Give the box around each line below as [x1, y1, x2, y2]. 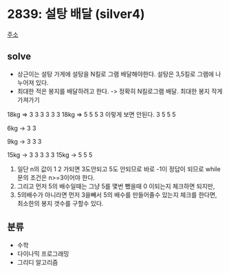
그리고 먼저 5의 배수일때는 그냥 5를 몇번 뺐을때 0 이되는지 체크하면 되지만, [17, 182, 215, 190]
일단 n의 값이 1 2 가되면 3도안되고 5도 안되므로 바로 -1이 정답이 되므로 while [17, 164, 221, 173]
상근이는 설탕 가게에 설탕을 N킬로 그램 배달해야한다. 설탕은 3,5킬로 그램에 [17, 69, 215, 78]
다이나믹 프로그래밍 [17, 249, 69, 258]
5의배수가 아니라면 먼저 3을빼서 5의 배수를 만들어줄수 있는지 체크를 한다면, [17, 190, 217, 199]
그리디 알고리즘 [17, 258, 58, 266]
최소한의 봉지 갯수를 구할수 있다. [17, 199, 104, 207]
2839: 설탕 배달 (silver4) [7, 6, 145, 22]
